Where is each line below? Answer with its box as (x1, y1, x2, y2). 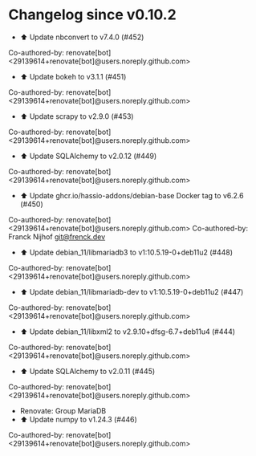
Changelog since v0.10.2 (8, 6, 177, 24)
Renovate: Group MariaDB (19, 405, 107, 415)
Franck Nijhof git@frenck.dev (8, 231, 106, 242)
